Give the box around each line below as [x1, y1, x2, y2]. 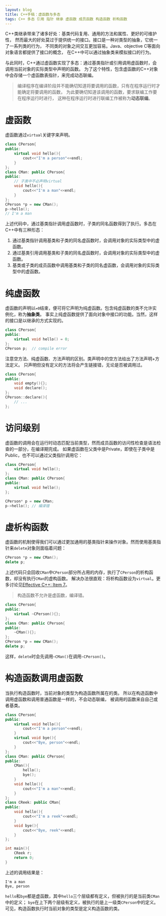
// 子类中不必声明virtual [14, 179, 62, 184]
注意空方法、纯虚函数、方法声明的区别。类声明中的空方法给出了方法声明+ [5, 356, 156, 362]
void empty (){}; [14, 381, 48, 386]
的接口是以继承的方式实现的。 [5, 317, 66, 323]
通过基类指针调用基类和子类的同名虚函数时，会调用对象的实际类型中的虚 [12, 237, 160, 243]
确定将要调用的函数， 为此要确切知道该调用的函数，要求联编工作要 [21, 89, 157, 95]
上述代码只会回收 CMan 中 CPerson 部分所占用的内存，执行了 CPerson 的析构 [5, 569, 149, 575]
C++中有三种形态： [5, 227, 44, 233]
